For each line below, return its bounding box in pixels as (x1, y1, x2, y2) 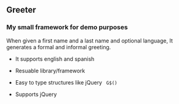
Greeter (6, 5, 37, 15)
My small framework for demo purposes (6, 23, 128, 32)
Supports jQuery (15, 91, 57, 98)
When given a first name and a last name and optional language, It (6, 36, 173, 44)
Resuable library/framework (15, 67, 86, 74)
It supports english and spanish (15, 55, 95, 63)
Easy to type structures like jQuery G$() (15, 78, 118, 86)
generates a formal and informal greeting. (6, 43, 111, 50)
